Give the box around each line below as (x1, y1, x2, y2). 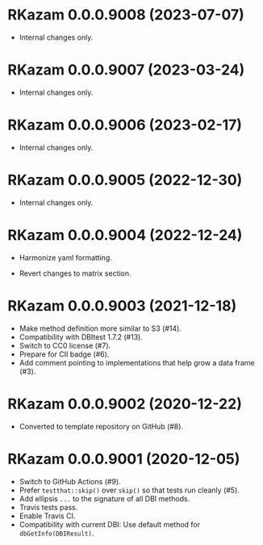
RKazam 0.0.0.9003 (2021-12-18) (7, 297, 237, 315)
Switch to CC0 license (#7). (19, 340, 111, 350)
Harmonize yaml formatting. (19, 252, 112, 262)
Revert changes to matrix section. (19, 268, 131, 278)
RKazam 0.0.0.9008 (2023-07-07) (7, 6, 245, 24)
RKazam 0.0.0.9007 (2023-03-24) (7, 61, 245, 79)
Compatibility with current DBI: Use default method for (19, 519, 201, 529)
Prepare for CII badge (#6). (19, 349, 110, 359)
